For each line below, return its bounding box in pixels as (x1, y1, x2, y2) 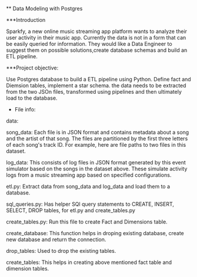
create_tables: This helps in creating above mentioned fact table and (6, 259, 172, 266)
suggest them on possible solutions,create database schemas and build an (6, 47, 188, 54)
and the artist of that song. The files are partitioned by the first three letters (6, 135, 188, 142)
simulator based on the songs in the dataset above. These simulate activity (6, 165, 188, 172)
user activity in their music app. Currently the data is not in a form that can (6, 34, 186, 41)
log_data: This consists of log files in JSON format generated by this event (6, 159, 186, 166)
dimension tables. (6, 265, 49, 272)
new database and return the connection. (6, 236, 106, 243)
